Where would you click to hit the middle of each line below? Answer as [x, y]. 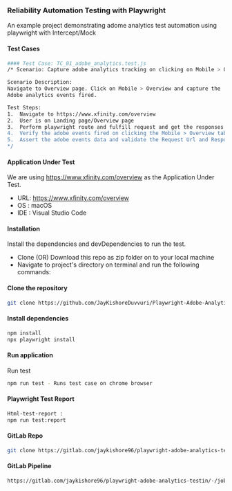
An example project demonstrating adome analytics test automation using [112, 26]
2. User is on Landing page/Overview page [71, 120]
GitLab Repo [25, 436]
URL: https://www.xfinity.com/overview [73, 198]
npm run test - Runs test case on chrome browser [80, 383]
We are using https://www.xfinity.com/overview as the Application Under [111, 177]
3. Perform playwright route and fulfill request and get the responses [116, 127]
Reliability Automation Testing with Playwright [87, 10]
